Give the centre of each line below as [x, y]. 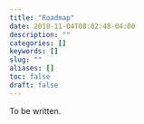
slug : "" [26, 60]
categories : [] [38, 43]
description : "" [40, 34]
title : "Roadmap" [42, 18]
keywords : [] [34, 52]
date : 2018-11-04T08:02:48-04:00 [72, 26]
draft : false [34, 85]
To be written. [35, 110]
